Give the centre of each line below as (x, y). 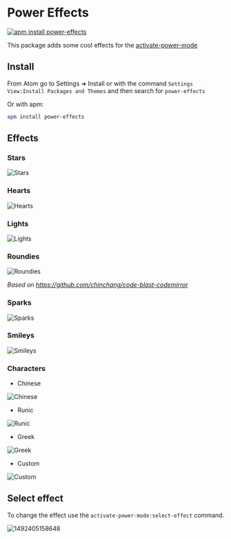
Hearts (19, 191)
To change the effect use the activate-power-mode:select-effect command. (116, 515)
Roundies (23, 256)
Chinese (29, 383)
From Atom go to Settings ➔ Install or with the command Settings (100, 83)
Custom (28, 464)
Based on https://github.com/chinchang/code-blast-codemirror (98, 285)
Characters (27, 368)
